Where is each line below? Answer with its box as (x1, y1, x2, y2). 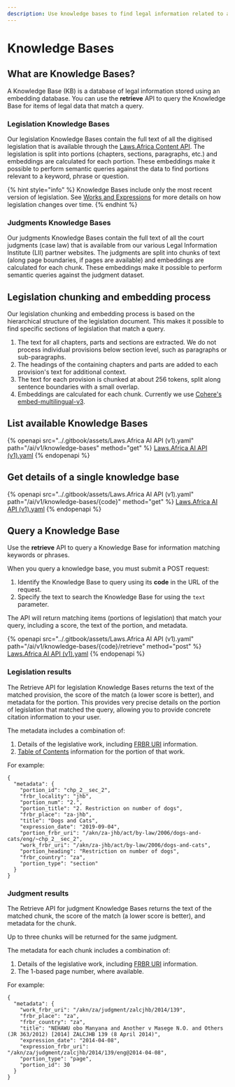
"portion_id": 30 (20, 1062, 71, 1069)
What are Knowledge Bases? (7, 68, 136, 80)
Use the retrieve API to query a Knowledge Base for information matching (7, 543, 220, 552)
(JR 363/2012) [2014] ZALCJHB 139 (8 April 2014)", (7, 1031, 161, 1038)
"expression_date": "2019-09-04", (20, 823, 120, 830)
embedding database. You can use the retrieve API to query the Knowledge (7, 94, 226, 102)
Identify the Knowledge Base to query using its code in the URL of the (17, 578, 219, 586)
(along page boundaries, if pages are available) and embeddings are (7, 256, 204, 264)
